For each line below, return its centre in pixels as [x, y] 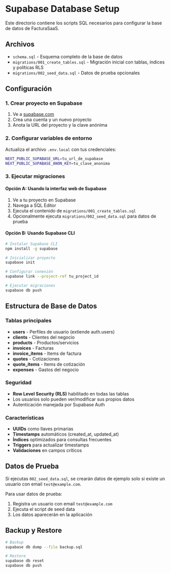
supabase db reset [25, 561]
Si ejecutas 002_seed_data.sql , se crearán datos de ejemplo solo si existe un [85, 478]
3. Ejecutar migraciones [35, 176]
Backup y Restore [34, 531]
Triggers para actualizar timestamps [51, 445]
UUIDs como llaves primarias [43, 429]
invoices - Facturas [33, 348]
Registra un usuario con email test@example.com [62, 503]
